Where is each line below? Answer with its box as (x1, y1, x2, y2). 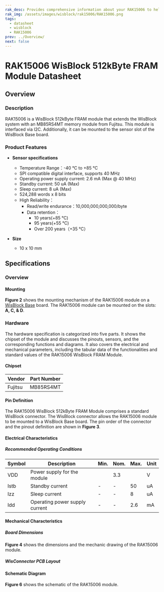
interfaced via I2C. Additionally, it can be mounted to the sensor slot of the (5, 126, 155, 132)
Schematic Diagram (5, 570, 46, 576)
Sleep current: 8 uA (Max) (19, 186, 72, 192)
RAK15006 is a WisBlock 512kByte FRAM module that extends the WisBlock (5, 116, 157, 122)
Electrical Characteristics (5, 435, 58, 441)
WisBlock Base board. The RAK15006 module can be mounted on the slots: (5, 302, 156, 308)
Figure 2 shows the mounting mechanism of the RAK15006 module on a (5, 297, 150, 303)
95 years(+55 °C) (34, 220, 69, 226)
